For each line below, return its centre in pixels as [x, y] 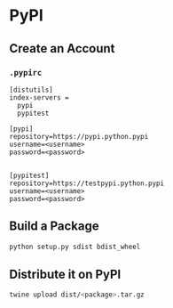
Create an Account [62, 49]
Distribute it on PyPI [65, 274]
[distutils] [31, 90]
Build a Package [54, 227]
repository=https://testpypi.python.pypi [87, 183]
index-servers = [39, 97]
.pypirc [26, 73]
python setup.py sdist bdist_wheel [75, 247]
